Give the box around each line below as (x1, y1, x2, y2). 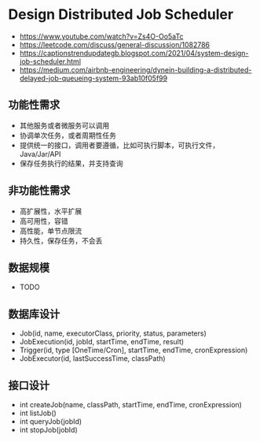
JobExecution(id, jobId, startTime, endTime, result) (19, 337, 185, 347)
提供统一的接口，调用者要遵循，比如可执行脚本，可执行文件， (19, 140, 220, 150)
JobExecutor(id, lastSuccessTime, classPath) (19, 354, 167, 363)
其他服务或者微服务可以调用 (19, 121, 110, 130)
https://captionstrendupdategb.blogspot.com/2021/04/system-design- (19, 48, 249, 58)
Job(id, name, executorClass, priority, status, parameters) (19, 329, 207, 338)
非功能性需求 (8, 184, 71, 198)
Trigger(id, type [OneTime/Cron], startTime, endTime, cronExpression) (19, 345, 248, 355)
